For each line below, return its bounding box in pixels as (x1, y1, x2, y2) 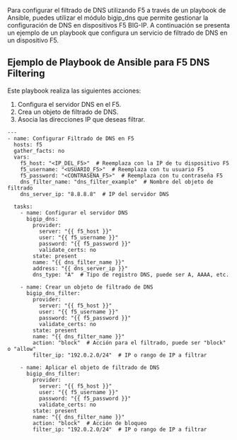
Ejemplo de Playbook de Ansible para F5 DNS (7, 57, 210, 69)
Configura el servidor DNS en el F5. (17, 100, 122, 108)
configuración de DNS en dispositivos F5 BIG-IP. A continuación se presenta (7, 21, 230, 29)
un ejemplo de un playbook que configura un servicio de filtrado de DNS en (7, 28, 228, 37)
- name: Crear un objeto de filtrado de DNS (20, 283, 154, 291)
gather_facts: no (13, 147, 65, 154)
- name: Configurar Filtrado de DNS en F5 (7, 134, 134, 142)
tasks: (13, 203, 33, 210)
